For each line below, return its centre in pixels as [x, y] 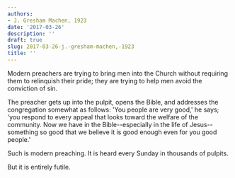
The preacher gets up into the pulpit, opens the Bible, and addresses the [113, 102]
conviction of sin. [33, 88]
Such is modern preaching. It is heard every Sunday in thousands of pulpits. [118, 153]
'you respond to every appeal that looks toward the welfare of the [103, 117]
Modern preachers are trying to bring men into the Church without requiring [118, 73]
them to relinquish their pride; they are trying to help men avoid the [105, 81]
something [23, 132]
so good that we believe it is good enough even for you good [128, 132]
